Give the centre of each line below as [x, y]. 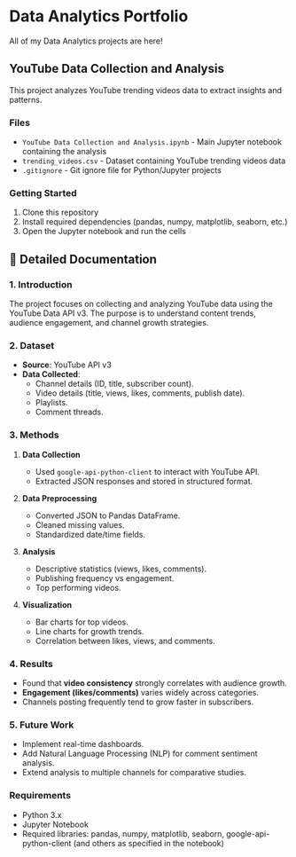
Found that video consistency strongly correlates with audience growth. [155, 683]
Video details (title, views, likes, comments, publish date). [140, 393]
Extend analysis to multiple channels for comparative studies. [134, 773]
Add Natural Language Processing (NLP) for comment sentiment [140, 754]
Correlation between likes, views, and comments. [125, 641]
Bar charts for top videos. [82, 622]
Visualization [47, 604]
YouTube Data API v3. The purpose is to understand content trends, [133, 313]
